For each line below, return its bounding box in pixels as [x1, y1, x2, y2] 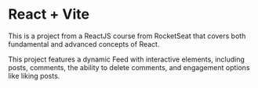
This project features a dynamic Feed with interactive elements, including [8, 55, 245, 64]
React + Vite [8, 5, 90, 23]
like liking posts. [8, 71, 60, 80]
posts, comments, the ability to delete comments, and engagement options [8, 62, 250, 72]
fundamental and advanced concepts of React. [8, 39, 160, 48]
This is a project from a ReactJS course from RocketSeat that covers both [8, 31, 246, 40]
